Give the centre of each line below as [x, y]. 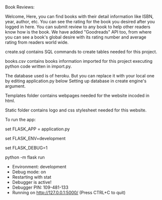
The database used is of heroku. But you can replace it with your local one [80, 76]
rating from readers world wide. [37, 42]
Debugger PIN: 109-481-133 [40, 187]
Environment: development [39, 167]
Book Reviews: [20, 7]
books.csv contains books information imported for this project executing [79, 61]
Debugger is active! [32, 182]
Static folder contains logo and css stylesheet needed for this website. [76, 110]
